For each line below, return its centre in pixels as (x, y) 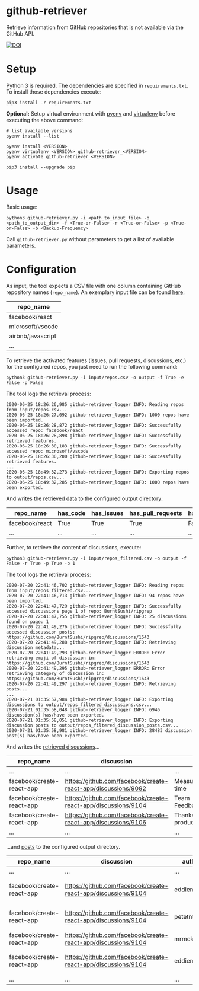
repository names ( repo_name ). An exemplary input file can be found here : (96, 292)
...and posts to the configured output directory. (63, 846)
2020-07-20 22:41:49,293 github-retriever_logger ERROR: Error (86, 653)
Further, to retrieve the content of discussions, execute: (74, 547)
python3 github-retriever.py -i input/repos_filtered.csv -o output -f (96, 558)
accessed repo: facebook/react (45, 430)
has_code (72, 513)
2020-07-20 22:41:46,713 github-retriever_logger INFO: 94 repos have (95, 596)
